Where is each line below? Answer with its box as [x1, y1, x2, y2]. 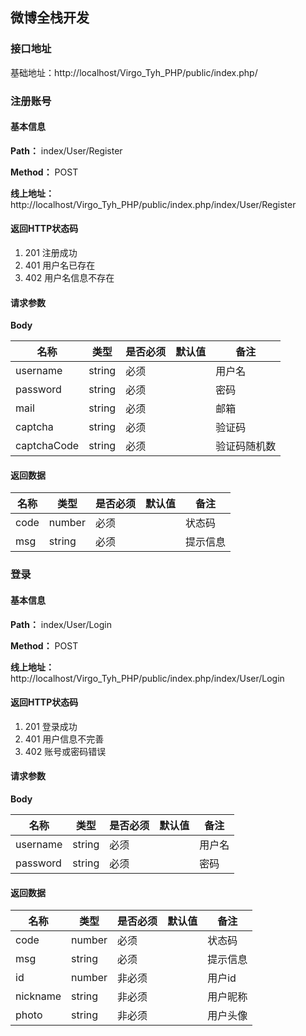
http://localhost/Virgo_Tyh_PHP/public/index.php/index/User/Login [10, 672, 285, 684]
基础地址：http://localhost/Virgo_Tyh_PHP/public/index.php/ [10, 66, 258, 78]
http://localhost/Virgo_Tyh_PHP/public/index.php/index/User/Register [10, 198, 297, 210]
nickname [15, 989, 62, 1003]
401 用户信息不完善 [24, 733, 105, 745]
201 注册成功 [24, 247, 78, 259]
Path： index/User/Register [10, 144, 123, 157]
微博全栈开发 [10, 9, 90, 27]
